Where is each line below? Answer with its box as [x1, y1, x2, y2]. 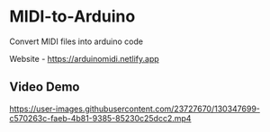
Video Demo [9, 79, 80, 95]
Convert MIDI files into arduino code [9, 36, 144, 47]
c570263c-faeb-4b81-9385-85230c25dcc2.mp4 [9, 112, 192, 123]
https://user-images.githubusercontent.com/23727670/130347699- [9, 103, 261, 114]
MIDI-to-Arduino [9, 6, 136, 27]
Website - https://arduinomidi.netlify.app [9, 53, 159, 64]
